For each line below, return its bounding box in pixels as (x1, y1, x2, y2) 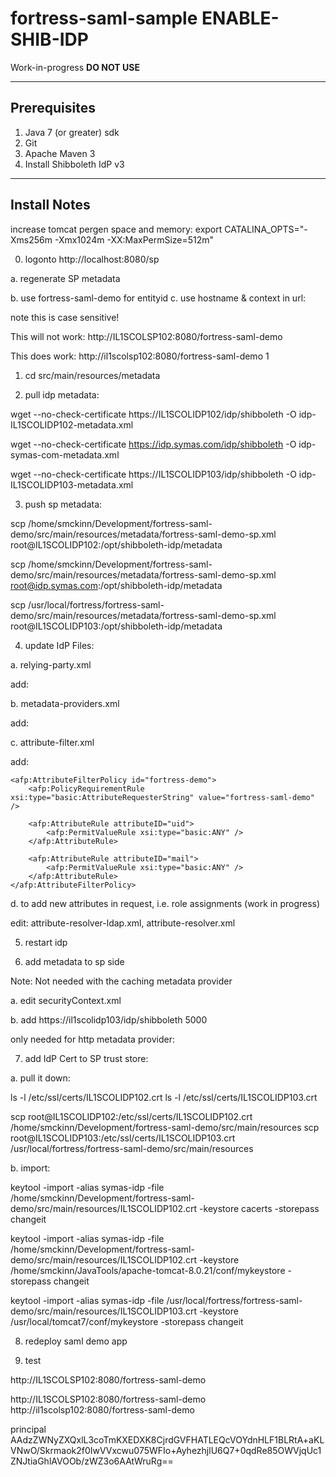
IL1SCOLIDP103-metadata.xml (10, 478, 134, 491)
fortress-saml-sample (10, 7, 198, 30)
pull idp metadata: (24, 388, 100, 401)
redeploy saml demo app (24, 1335, 128, 1347)
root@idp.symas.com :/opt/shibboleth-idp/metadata (10, 579, 223, 591)
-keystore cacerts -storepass (199, 1202, 320, 1214)
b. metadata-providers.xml (10, 697, 120, 709)
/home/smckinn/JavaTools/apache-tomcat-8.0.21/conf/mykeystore (10, 1264, 286, 1276)
